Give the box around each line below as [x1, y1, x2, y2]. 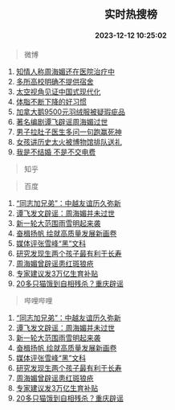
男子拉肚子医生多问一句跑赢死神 [15, 127, 122, 137]
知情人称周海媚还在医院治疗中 [15, 67, 115, 76]
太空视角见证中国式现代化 [15, 87, 101, 96]
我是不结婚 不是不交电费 [15, 147, 96, 157]
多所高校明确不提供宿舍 [15, 76, 94, 86]
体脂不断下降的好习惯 [15, 96, 87, 106]
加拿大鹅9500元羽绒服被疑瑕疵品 [15, 107, 126, 117]
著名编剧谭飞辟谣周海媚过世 [15, 117, 108, 126]
